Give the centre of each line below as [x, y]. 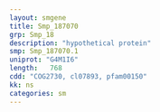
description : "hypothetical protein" [80, 43]
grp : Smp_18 [32, 34]
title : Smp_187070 [44, 26]
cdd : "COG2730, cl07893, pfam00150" [78, 77]
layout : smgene [38, 18]
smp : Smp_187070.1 [44, 51]
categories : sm [38, 93]
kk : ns [22, 85]
